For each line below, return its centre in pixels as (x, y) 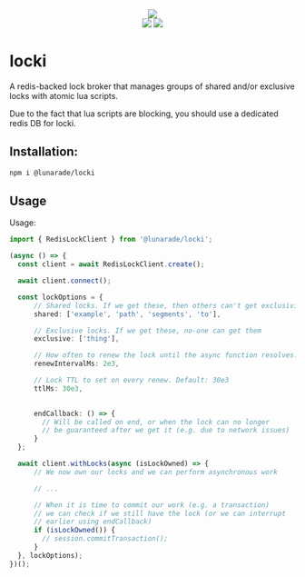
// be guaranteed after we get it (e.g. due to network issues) (166, 431)
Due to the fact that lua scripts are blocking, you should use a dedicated (144, 114)
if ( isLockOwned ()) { (74, 531)
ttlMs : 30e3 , (58, 388)
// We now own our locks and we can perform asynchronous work (156, 472)
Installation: (44, 152)
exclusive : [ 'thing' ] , (76, 339)
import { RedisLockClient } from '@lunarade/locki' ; (111, 240)
